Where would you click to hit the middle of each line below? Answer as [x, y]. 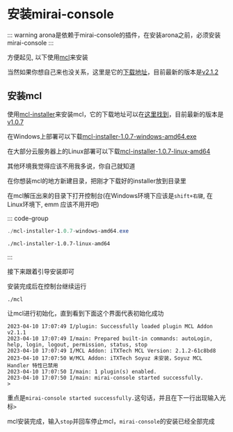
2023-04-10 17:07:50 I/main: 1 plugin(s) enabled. [82, 371]
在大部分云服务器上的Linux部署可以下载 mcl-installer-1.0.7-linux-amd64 [109, 151]
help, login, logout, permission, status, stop [78, 345]
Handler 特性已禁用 [33, 365]
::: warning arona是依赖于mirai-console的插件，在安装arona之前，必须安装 [114, 35]
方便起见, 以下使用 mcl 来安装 [48, 57]
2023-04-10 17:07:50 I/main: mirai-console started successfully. [105, 378]
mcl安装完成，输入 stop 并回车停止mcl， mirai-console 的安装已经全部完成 [111, 421]
